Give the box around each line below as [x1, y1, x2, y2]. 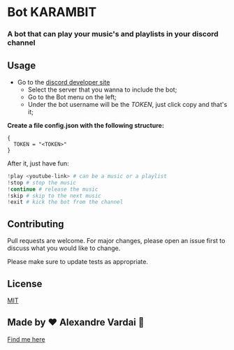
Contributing [7, 218, 64, 230]
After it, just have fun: [7, 159, 70, 168]
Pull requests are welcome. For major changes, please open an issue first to [7, 237, 226, 245]
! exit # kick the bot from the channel [7, 198, 124, 206]
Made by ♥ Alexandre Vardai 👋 [7, 316, 145, 328]
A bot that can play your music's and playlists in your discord [7, 29, 219, 39]
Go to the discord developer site [17, 78, 110, 86]
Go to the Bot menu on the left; [27, 92, 117, 101]
